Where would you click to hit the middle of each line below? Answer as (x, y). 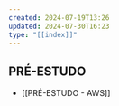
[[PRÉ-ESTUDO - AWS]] (66, 93)
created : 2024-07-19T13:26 (59, 18)
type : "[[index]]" (43, 34)
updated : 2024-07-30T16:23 (59, 26)
